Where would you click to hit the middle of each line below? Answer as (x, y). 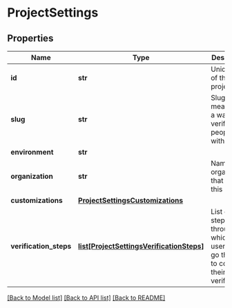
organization (32, 176)
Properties (30, 38)
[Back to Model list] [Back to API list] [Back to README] (86, 298)
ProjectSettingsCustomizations (131, 200)
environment (32, 152)
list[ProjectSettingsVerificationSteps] (141, 246)
